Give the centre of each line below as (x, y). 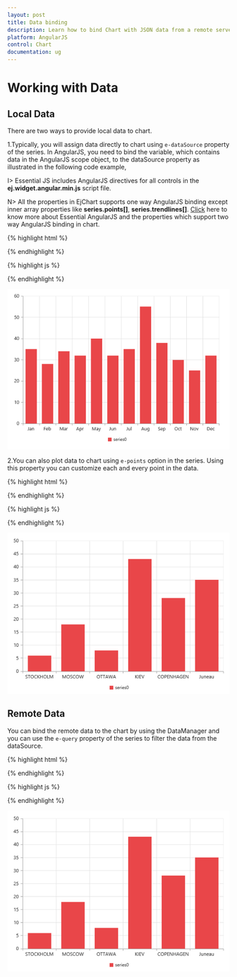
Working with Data (63, 88)
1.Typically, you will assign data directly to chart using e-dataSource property (119, 144)
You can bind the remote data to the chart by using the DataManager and (114, 731)
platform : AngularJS (38, 37)
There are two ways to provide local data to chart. (80, 131)
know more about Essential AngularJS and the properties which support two (118, 217)
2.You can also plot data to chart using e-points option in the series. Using (116, 461)
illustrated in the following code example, (67, 167)
